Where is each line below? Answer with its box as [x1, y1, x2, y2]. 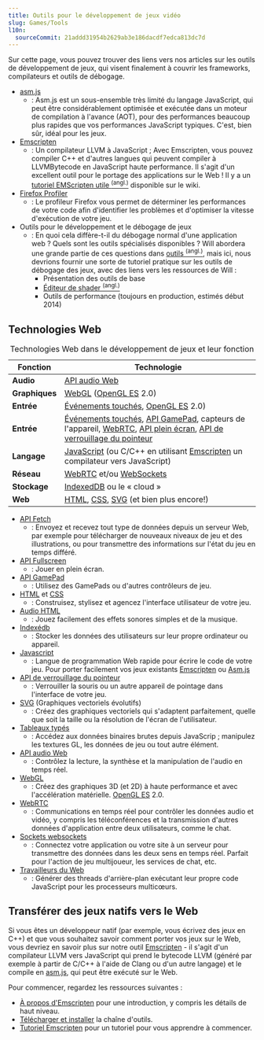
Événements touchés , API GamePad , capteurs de [64, 414, 246, 425]
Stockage [12, 481, 49, 492]
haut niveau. [19, 1006, 60, 1016]
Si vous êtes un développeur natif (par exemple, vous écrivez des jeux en [8, 925, 246, 935]
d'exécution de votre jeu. [31, 213, 112, 223]
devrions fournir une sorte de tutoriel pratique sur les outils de [31, 256, 233, 266]
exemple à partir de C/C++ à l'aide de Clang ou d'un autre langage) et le [8, 959, 242, 968]
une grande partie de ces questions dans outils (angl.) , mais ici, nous [31, 247, 251, 258]
